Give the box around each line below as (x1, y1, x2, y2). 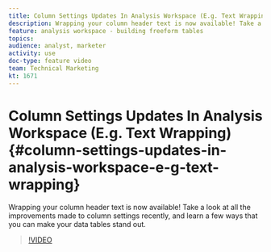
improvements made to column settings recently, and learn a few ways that (8, 211, 258, 220)
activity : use (8, 49, 56, 57)
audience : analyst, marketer (8, 42, 106, 50)
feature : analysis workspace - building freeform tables (8, 27, 204, 35)
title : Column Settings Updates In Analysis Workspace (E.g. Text (8, 11, 236, 20)
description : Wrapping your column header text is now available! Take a (8, 19, 262, 27)
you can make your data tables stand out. (8, 219, 147, 229)
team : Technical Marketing (8, 65, 99, 73)
